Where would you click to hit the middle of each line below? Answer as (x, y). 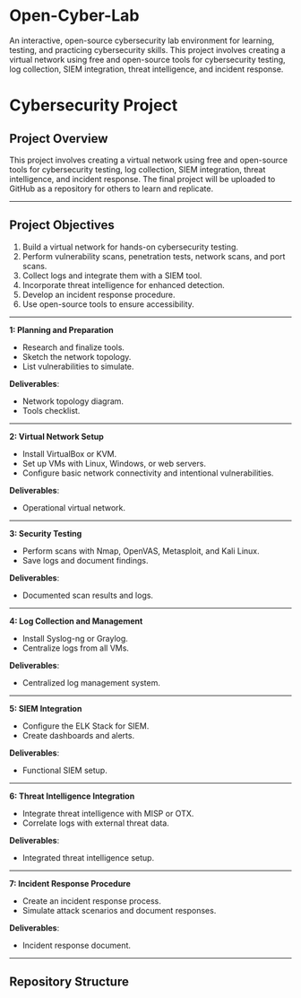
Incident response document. (77, 945)
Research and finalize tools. (73, 347)
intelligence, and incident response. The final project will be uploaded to (142, 179)
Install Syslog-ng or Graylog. (75, 638)
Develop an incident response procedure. (99, 294)
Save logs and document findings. (86, 560)
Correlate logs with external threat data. (96, 823)
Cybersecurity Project (94, 105)
